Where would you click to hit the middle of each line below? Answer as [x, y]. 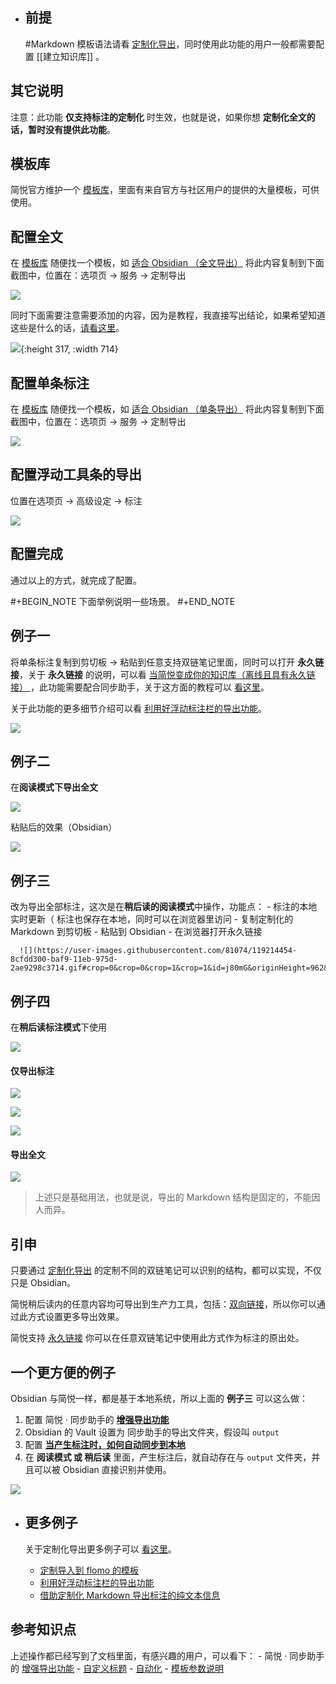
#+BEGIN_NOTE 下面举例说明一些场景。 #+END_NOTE [123, 601]
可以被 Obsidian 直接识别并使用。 [102, 1469]
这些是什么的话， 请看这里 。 [67, 328]
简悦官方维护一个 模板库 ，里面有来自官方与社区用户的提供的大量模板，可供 [165, 190]
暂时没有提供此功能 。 [71, 129]
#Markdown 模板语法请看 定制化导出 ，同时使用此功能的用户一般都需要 [170, 44]
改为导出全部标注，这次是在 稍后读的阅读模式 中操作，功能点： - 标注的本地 [164, 907]
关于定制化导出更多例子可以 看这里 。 [100, 1549]
